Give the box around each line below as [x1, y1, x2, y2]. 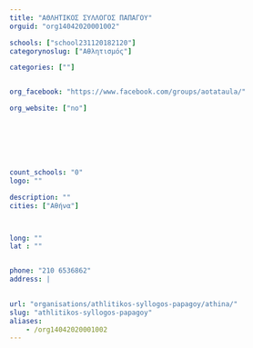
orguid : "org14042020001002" [9, 22, 120, 31]
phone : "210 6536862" [9, 266, 92, 275]
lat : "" [9, 242, 43, 251]
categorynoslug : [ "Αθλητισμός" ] [9, 46, 132, 55]
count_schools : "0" [9, 168, 84, 177]
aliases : [9, 316, 43, 325]
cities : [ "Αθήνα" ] [9, 201, 79, 210]
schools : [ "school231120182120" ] [9, 38, 137, 47]
